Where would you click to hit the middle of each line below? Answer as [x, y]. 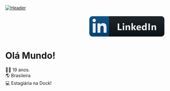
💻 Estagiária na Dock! [29, 83]
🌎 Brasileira [18, 75]
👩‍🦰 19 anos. [18, 70]
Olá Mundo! [31, 56]
